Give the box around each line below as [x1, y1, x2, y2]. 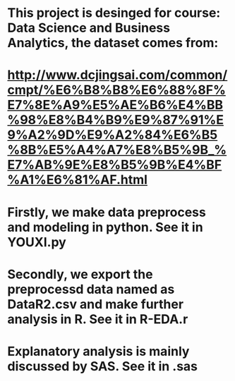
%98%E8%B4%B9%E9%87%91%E [7, 112, 224, 128]
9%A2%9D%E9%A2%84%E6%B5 [7, 127, 218, 143]
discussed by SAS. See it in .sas [7, 358, 198, 374]
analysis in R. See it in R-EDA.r [7, 311, 188, 327]
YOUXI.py [7, 234, 67, 250]
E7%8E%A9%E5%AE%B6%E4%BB [7, 97, 224, 113]
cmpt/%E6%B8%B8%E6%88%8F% [7, 82, 226, 98]
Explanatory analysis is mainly [7, 343, 190, 359]
